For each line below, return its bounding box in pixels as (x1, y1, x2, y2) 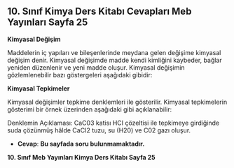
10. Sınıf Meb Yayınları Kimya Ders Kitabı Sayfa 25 (7, 153, 156, 161)
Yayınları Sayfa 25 (7, 17, 88, 29)
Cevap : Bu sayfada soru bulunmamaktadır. (17, 139, 145, 148)
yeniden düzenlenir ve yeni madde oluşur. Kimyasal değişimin (7, 63, 185, 72)
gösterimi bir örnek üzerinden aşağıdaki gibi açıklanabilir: (7, 105, 172, 114)
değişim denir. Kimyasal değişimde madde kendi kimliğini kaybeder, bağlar (7, 56, 222, 64)
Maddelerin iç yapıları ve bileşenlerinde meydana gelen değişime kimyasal (7, 48, 221, 56)
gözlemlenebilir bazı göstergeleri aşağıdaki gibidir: (7, 70, 153, 79)
